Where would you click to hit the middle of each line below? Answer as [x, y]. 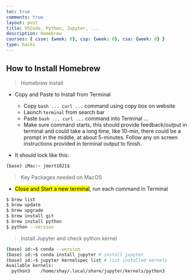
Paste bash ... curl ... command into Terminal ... [86, 118]
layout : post [22, 22]
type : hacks [21, 45]
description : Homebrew [34, 34]
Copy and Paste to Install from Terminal [63, 94]
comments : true [25, 17]
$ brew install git [30, 216]
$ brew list [21, 199]
